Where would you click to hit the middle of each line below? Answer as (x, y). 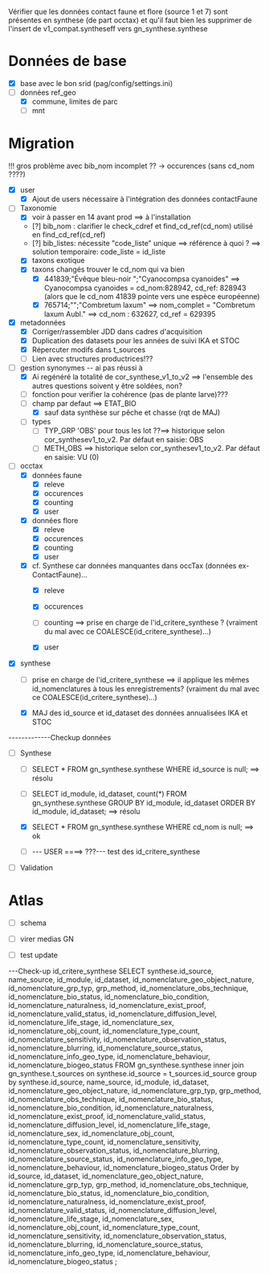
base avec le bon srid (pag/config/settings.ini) (96, 83)
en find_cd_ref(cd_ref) (69, 235)
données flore (55, 520)
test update (39, 955)
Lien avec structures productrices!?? (92, 358)
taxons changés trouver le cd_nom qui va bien (108, 269)
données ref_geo (48, 92)
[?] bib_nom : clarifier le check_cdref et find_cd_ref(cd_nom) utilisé (143, 226)
